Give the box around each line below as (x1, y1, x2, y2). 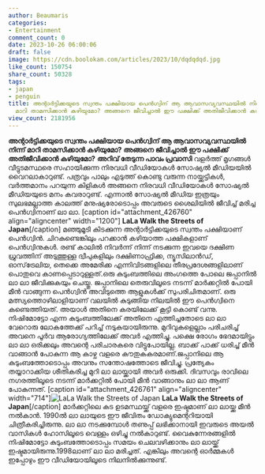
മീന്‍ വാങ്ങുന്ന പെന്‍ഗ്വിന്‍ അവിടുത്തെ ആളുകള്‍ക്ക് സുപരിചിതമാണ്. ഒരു (8, 286, 236, 296)
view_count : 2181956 (8, 115, 77, 122)
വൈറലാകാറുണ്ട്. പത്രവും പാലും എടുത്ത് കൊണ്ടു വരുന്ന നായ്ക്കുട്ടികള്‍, (8, 171, 226, 181)
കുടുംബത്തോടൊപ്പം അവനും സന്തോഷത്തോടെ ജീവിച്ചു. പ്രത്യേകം (8, 357, 215, 367)
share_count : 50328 (8, 70, 73, 78)
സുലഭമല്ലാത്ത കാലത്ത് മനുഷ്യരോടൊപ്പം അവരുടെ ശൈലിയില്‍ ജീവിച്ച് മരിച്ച (8, 198, 256, 208)
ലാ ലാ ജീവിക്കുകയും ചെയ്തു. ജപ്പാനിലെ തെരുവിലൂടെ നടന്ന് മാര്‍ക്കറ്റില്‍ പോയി (8, 277, 252, 287)
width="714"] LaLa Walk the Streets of (8, 393, 244, 403)
